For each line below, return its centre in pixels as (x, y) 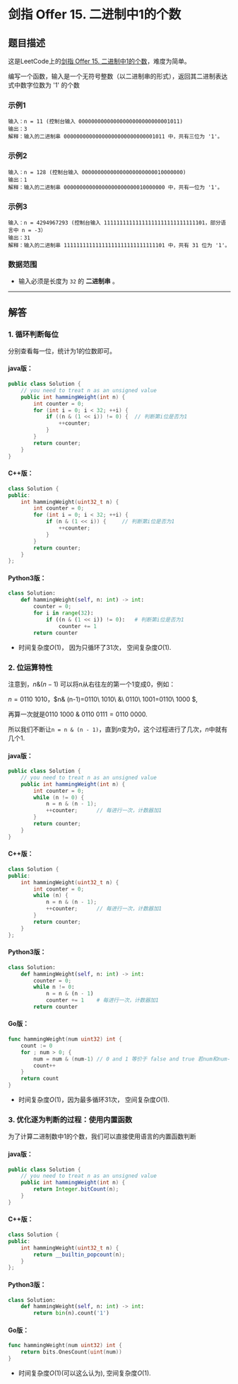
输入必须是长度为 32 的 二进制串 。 (68, 281)
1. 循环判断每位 (34, 334)
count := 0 (37, 1046)
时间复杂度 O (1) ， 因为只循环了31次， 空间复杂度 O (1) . (95, 647)
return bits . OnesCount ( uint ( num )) (71, 1352)
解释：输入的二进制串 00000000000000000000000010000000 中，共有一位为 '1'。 (115, 187)
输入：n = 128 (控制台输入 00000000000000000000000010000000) (97, 172)
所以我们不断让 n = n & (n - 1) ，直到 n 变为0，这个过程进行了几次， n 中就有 (118, 729)
